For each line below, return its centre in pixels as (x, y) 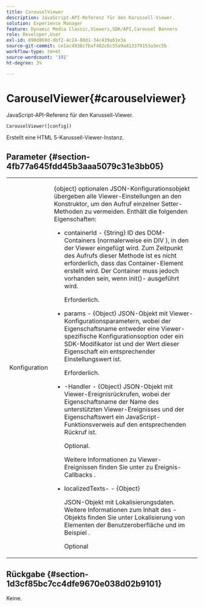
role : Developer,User (34, 35)
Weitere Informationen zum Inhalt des (117, 510)
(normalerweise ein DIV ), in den (143, 240)
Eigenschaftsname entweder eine (112, 329)
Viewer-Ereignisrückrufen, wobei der (117, 395)
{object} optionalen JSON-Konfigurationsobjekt (122, 189)
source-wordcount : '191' (38, 57)
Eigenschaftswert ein (94, 417)
